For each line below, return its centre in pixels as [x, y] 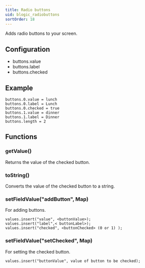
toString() [17, 175]
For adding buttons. [26, 210]
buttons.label [26, 67]
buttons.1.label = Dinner [32, 117]
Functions [21, 137]
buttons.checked [30, 72]
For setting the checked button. [38, 251]
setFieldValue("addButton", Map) [47, 199]
